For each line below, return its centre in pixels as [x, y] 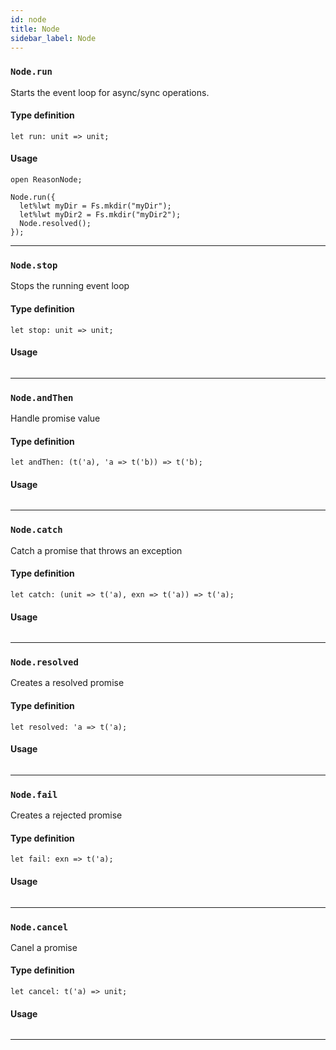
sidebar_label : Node [53, 38]
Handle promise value [55, 418]
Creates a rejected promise [66, 815]
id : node [28, 19]
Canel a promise [44, 947]
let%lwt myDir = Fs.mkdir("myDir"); [95, 206]
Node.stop [34, 265]
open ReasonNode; [46, 180]
